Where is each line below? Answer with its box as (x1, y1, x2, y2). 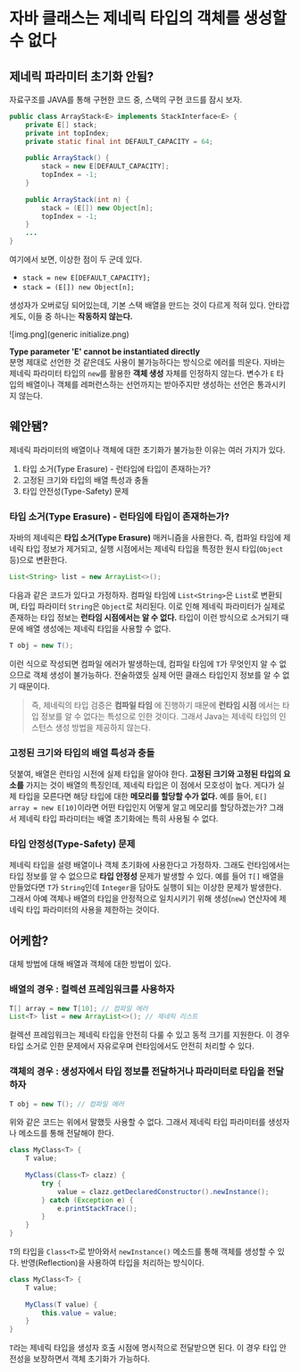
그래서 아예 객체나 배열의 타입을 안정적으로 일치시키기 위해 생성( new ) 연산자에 (9, 893, 278, 904)
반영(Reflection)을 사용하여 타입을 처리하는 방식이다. (21, 1258, 205, 1268)
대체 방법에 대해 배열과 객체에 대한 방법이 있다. (9, 958, 171, 970)
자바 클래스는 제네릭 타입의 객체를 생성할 (9, 8, 287, 29)
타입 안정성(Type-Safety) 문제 (9, 838, 136, 850)
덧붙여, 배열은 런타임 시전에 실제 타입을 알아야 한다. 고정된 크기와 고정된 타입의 (9, 769, 282, 779)
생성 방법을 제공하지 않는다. (54, 721, 151, 733)
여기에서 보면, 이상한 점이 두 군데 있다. (9, 254, 143, 265)
